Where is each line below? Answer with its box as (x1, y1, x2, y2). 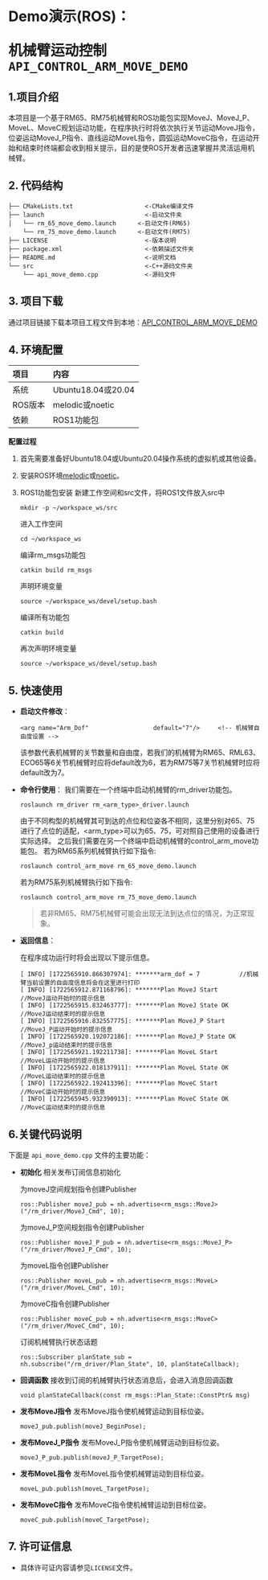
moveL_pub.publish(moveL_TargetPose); (19, 1485, 150, 1493)
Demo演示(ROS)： (8, 7, 131, 26)
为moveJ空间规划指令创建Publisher (19, 1184, 137, 1194)
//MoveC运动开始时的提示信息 (19, 1088, 106, 1096)
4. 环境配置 (8, 343, 63, 357)
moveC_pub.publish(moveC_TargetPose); (19, 1516, 150, 1525)
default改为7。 (19, 768, 69, 778)
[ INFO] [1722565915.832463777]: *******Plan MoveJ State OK (19, 1002, 229, 1010)
